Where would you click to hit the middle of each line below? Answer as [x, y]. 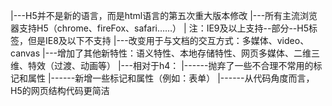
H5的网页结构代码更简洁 [60, 90]
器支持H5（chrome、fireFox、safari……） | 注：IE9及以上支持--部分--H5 [159, 28]
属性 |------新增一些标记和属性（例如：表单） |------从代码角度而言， [171, 78]
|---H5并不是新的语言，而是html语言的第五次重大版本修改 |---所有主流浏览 [164, 15]
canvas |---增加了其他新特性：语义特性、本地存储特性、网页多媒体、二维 [161, 53]
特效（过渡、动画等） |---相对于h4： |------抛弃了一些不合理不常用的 [170, 65]
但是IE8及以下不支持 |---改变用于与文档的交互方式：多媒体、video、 [168, 40]
